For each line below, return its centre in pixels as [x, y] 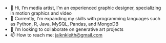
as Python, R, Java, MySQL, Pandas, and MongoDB [64, 24]
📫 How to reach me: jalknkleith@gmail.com [56, 35]
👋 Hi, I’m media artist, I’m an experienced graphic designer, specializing [86, 8]
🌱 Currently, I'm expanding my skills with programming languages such [85, 18]
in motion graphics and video [41, 13]
